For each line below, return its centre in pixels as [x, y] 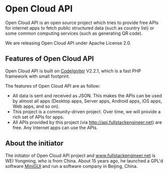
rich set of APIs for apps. [38, 117]
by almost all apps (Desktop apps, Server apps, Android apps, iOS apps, [87, 101]
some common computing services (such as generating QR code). [74, 33]
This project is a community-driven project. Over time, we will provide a [87, 111]
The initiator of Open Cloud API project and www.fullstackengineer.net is [80, 155]
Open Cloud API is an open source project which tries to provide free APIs [82, 23]
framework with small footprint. [38, 76]
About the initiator [34, 143]
